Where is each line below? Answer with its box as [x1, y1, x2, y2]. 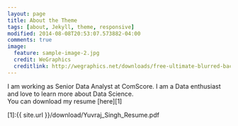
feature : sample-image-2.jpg [13, 50, 100, 57]
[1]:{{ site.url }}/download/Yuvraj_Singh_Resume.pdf [7, 111, 159, 119]
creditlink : [13, 63, 50, 70]
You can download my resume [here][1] [7, 96, 123, 106]
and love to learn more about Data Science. [7, 89, 134, 98]
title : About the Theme [7, 17, 78, 24]
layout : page [7, 10, 46, 18]
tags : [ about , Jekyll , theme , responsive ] [7, 23, 135, 30]
